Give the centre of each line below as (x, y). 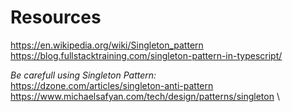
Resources (56, 17)
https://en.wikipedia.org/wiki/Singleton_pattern (107, 45)
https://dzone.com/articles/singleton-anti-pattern (112, 85)
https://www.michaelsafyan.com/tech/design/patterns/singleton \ (145, 96)
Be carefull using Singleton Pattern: (83, 75)
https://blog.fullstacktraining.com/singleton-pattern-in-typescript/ (146, 55)
